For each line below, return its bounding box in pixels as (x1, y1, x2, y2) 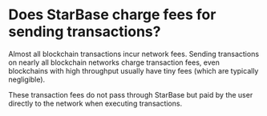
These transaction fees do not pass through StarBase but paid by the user (8, 90, 253, 99)
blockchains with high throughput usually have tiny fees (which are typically (8, 66, 259, 75)
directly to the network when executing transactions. (8, 98, 183, 108)
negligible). (8, 74, 46, 84)
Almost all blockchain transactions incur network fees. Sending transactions (8, 49, 259, 58)
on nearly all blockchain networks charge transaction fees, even (8, 58, 220, 67)
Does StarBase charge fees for (8, 6, 216, 24)
